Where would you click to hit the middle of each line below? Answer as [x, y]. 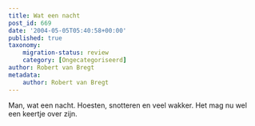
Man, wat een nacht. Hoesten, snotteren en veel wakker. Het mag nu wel [128, 105]
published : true [35, 38]
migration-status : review [66, 53]
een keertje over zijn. [43, 113]
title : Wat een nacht [44, 16]
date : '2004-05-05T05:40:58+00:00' [68, 30]
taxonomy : [25, 45]
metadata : [25, 75]
